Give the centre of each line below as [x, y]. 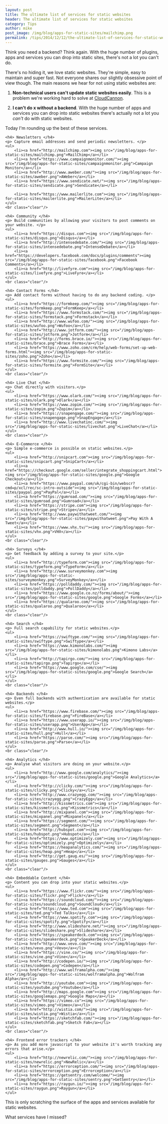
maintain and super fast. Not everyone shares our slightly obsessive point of [84, 78]
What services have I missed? [36, 1117]
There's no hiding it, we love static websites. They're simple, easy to [75, 72]
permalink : [16, 38]
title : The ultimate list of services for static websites [68, 15]
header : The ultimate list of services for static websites [69, 19]
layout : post [19, 10]
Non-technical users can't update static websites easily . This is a [81, 93]
